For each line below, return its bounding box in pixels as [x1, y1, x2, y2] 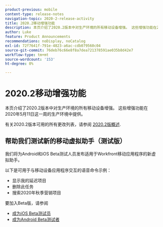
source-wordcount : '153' [5, 57, 55, 62]
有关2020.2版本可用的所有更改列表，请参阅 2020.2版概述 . [5, 122, 121, 127]
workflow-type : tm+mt [5, 52, 49, 57]
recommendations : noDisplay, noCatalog [5, 39, 86, 44]
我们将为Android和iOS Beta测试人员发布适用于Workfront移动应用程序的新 [5, 151, 152, 157]
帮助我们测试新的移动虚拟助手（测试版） [5, 137, 126, 145]
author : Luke [5, 30, 32, 35]
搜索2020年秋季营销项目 [12, 190, 62, 195]
